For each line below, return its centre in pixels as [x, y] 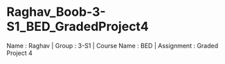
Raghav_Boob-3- [56, 12]
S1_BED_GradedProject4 [78, 26]
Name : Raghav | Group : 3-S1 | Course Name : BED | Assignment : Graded [112, 45]
